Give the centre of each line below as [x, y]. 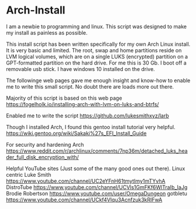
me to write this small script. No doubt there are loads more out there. [90, 86]
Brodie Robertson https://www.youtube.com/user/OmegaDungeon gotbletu [97, 193]
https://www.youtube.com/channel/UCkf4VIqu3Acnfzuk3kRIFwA [84, 200]
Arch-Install [36, 10]
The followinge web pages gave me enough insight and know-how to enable [98, 80]
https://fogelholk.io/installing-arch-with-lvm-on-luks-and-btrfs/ [82, 104]
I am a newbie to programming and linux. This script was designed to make [97, 26]
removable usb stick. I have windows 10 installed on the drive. [80, 69]
